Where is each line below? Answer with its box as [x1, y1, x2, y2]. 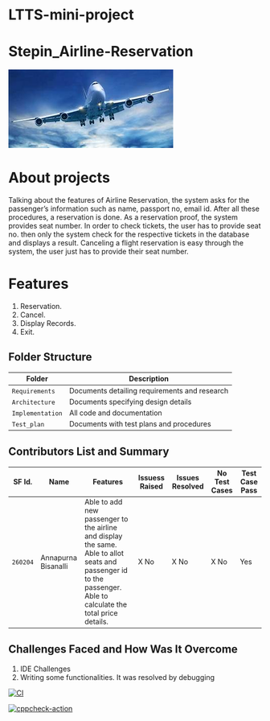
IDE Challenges [19, 664, 71, 674]
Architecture [11, 398, 55, 406]
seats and [84, 557, 117, 566]
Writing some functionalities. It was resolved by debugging [19, 672, 215, 682]
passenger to [84, 514, 129, 524]
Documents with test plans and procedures [69, 419, 211, 429]
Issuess [137, 472, 165, 482]
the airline [84, 523, 118, 533]
